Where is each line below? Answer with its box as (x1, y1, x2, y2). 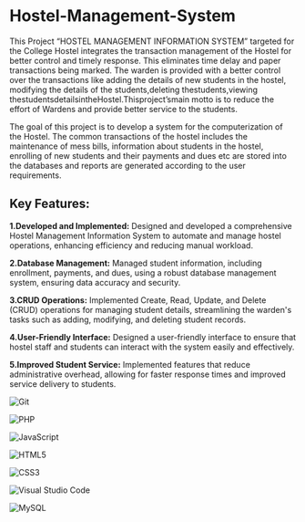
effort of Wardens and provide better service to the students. (9, 103, 239, 114)
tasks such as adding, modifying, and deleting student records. (9, 314, 247, 325)
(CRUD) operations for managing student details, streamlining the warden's (9, 304, 292, 315)
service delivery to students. (9, 378, 117, 389)
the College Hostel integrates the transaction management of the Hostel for (9, 45, 292, 56)
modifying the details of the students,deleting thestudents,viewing (9, 84, 258, 95)
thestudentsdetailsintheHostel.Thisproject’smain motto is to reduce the (9, 93, 275, 105)
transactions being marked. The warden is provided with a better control (9, 65, 281, 76)
